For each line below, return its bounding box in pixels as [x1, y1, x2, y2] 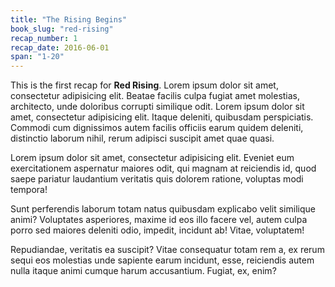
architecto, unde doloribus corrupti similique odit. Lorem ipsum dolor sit [10, 101, 305, 113]
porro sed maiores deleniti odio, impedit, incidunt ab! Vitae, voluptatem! [10, 224, 305, 236]
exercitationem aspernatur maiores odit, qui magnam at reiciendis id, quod [10, 162, 317, 175]
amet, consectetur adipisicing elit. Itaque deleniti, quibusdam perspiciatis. [10, 111, 314, 123]
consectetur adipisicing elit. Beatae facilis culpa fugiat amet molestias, [10, 90, 301, 102]
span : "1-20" [10, 52, 65, 62]
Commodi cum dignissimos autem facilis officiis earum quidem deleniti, [10, 122, 304, 134]
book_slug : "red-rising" [10, 24, 114, 34]
